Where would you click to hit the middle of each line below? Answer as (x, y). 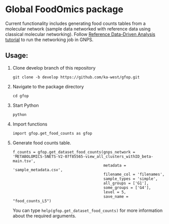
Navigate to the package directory (48, 86)
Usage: (17, 56)
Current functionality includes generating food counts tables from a (75, 23)
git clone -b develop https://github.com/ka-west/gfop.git (76, 77)
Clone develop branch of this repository (54, 68)
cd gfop (20, 96)
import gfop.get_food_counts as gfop (52, 133)
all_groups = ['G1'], (126, 183)
